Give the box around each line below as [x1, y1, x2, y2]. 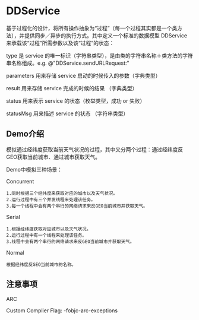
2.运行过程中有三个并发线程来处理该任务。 [6, 197, 96, 202]
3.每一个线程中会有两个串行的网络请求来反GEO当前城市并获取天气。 [6, 203, 148, 209]
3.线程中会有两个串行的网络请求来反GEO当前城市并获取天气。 [6, 239, 135, 245]
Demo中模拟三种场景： [6, 166, 62, 173]
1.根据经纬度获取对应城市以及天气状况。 [6, 226, 91, 232]
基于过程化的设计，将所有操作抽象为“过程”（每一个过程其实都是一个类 [6, 24, 178, 31]
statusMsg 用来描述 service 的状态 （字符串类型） [6, 110, 129, 117]
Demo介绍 [6, 129, 45, 139]
